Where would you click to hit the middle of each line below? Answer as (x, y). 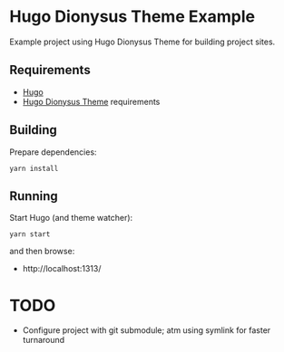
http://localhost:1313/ (62, 269)
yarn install (34, 168)
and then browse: (42, 252)
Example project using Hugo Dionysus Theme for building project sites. (142, 42)
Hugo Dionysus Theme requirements (91, 101)
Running (34, 196)
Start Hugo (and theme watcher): (71, 218)
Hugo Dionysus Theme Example (132, 17)
